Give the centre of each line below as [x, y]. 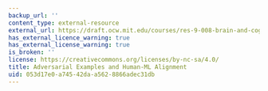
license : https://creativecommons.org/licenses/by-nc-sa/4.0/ [114, 60]
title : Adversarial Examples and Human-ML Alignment [98, 67]
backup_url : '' [33, 15]
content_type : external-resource [64, 23]
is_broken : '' [32, 52]
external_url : [32, 30]
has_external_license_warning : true [69, 45]
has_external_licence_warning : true [69, 38]
